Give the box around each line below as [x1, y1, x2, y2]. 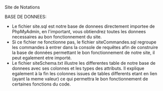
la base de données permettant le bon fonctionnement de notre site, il [11, 49, 155, 55]
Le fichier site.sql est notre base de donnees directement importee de [11, 23, 155, 29]
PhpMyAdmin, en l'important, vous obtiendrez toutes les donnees [11, 29, 146, 34]
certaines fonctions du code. [11, 81, 71, 87]
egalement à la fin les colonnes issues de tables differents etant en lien [11, 71, 158, 76]
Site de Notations [4, 4, 40, 10]
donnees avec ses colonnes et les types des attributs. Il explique [11, 65, 145, 71]
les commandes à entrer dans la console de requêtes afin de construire [11, 45, 159, 50]
